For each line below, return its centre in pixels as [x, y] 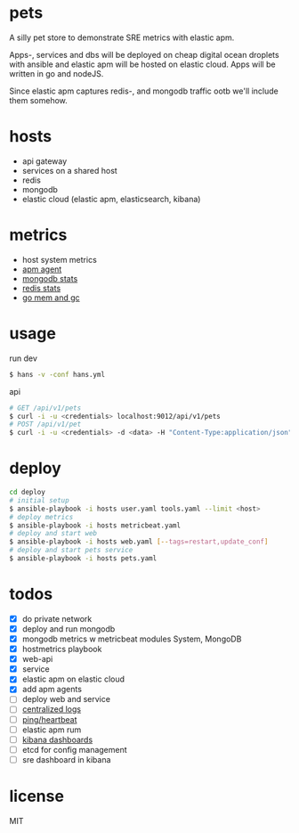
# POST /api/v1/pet [45, 425]
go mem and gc [51, 298]
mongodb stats [50, 278]
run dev [24, 358]
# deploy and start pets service [71, 551]
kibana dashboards [57, 739]
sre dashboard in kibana [66, 759]
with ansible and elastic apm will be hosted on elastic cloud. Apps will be [142, 64]
